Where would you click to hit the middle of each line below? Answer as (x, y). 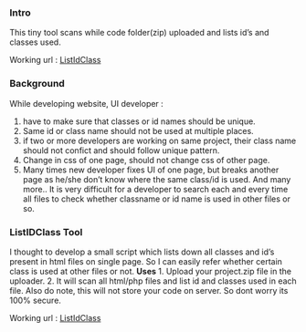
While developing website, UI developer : (87, 103)
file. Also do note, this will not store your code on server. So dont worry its (149, 290)
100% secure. (36, 300)
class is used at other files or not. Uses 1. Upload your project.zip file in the (151, 271)
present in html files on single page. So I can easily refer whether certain (146, 261)
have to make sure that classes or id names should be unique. (139, 121)
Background (37, 84)
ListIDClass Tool (46, 232)
